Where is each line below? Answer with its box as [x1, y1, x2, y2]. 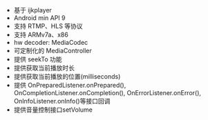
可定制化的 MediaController [13, 47, 92, 54]
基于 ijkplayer [13, 6, 52, 14]
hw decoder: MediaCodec [13, 39, 88, 46]
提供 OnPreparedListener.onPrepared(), [13, 81, 126, 89]
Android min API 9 [13, 14, 66, 22]
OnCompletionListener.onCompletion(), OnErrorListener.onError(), [13, 89, 202, 97]
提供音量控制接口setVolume [13, 106, 93, 114]
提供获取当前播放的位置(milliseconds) [13, 72, 121, 81]
